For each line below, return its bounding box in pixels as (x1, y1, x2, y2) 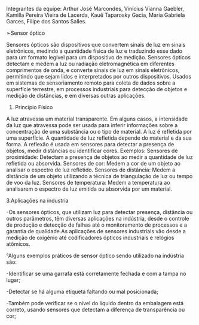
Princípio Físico (14, 104, 53, 110)
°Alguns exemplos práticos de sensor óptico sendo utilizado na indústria (6, 252, 184, 259)
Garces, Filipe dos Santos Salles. (6, 18, 87, 25)
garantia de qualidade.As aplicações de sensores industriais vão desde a (6, 228, 186, 234)
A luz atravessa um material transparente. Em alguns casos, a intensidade (6, 115, 188, 122)
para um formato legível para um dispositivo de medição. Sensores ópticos (6, 54, 191, 61)
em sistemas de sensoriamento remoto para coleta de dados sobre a (6, 79, 176, 86)
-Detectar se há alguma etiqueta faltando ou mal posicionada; (6, 288, 158, 295)
